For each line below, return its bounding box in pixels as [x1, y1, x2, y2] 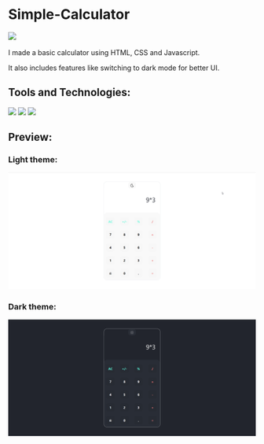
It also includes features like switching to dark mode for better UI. [8, 63, 220, 72]
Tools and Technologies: [8, 86, 131, 99]
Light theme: [8, 154, 58, 165]
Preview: [8, 131, 53, 144]
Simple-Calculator [8, 6, 130, 24]
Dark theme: [8, 302, 57, 313]
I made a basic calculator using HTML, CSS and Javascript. [8, 47, 200, 57]
